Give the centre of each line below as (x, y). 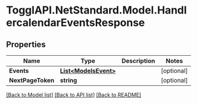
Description (138, 61)
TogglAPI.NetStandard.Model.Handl (96, 10)
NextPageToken (32, 80)
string (69, 80)
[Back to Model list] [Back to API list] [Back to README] (74, 95)
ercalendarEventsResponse (76, 23)
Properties (26, 44)
